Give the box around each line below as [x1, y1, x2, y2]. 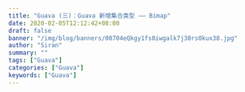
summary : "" [8, 49, 48, 57]
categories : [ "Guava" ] [8, 64, 84, 72]
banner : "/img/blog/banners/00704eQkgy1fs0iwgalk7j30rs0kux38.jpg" [8, 34, 239, 42]
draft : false [8, 26, 52, 34]
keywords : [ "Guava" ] [8, 71, 78, 79]
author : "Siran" [8, 42, 62, 50]
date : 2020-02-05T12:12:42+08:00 [8, 19, 120, 27]
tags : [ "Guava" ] [8, 57, 62, 65]
